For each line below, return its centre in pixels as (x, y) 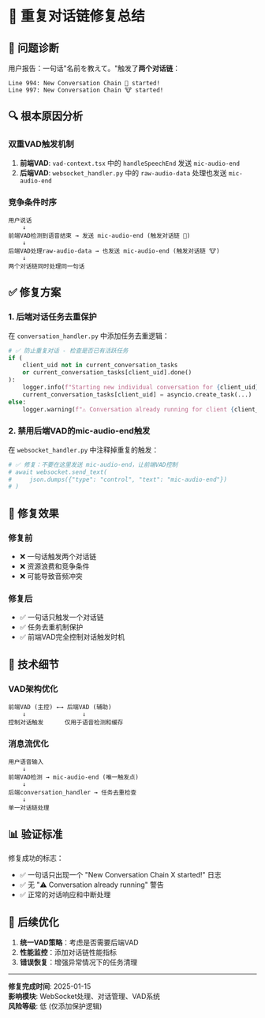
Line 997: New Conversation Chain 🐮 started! (86, 90)
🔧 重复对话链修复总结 (77, 16)
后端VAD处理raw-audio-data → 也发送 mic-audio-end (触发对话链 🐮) (114, 251)
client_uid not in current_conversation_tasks (100, 365)
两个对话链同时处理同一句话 (47, 266)
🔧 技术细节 (34, 664)
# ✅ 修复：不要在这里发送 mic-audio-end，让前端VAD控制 (93, 464)
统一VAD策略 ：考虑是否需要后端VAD (79, 942)
